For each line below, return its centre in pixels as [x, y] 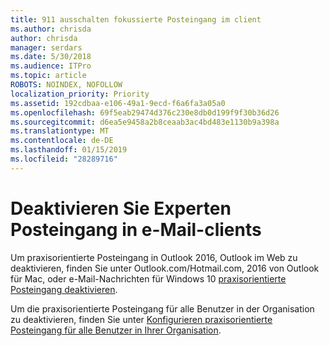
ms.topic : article [48, 76]
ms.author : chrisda [51, 29]
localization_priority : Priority [80, 94]
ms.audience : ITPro [51, 66]
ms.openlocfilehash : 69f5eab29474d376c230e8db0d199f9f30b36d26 [145, 112]
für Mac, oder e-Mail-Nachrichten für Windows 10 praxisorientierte [148, 278]
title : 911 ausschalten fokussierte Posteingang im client [136, 19]
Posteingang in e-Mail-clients [136, 229]
